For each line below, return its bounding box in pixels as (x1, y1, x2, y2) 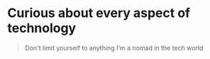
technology (7, 20, 77, 36)
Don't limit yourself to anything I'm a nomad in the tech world (24, 43, 204, 52)
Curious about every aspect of (7, 5, 190, 21)
